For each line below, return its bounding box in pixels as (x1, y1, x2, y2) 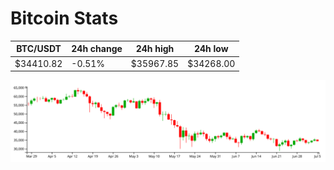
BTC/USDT (16, 43, 62, 55)
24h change (71, 43, 123, 55)
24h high (135, 43, 175, 55)
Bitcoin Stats (10, 7, 119, 30)
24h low (193, 43, 229, 55)
